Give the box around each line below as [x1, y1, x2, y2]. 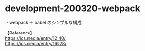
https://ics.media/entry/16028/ [5, 40, 67, 46]
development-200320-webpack [5, 3, 140, 14]
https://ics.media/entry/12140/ [5, 35, 66, 41]
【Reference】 [5, 30, 35, 35]
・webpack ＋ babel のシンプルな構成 [5, 19, 82, 25]
